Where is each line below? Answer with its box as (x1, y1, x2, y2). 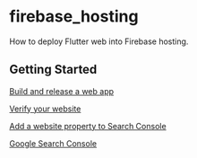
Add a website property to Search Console (9, 120, 167, 131)
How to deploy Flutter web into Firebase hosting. (9, 36, 189, 47)
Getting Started (9, 62, 98, 77)
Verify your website (9, 103, 81, 114)
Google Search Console (9, 137, 97, 149)
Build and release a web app (9, 85, 115, 96)
